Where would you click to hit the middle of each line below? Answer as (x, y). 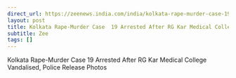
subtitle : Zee (28, 33)
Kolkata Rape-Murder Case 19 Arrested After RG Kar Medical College (107, 60)
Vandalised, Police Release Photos (57, 67)
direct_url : (25, 14)
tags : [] (20, 40)
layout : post (26, 20)
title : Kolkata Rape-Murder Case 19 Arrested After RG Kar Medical (110, 27)
